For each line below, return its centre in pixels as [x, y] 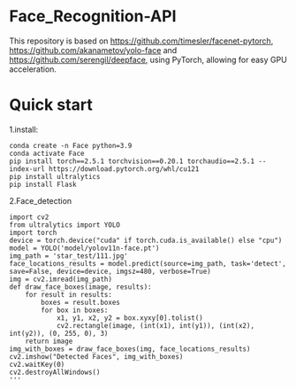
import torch [33, 232]
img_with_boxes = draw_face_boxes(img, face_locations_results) [130, 349]
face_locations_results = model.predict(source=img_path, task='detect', [148, 263]
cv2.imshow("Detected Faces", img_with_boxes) [96, 356]
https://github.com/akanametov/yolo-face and [93, 50]
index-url [27, 169]
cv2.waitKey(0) [37, 364]
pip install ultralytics [55, 176]
